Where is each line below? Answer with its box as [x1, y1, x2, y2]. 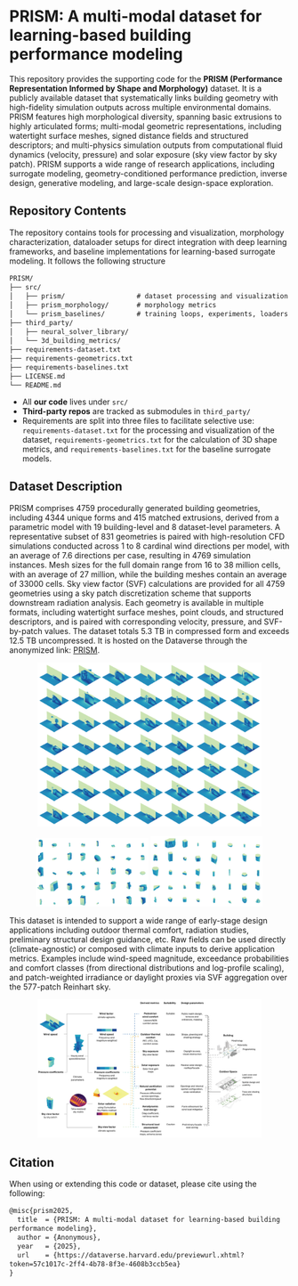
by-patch [9, 625, 43, 636]
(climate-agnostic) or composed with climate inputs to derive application [9, 943, 276, 954]
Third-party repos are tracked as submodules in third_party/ [21, 405, 251, 416]
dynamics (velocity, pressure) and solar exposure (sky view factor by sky [9, 149, 278, 159]
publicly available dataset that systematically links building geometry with [9, 92, 278, 103]
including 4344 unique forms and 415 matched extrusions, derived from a [9, 512, 279, 523]
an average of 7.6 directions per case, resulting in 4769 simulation [9, 549, 251, 560]
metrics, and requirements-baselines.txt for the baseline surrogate [21, 444, 271, 454]
